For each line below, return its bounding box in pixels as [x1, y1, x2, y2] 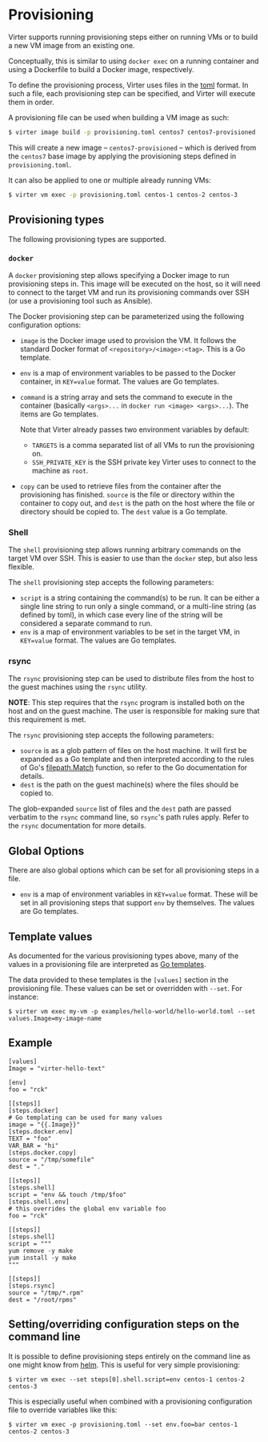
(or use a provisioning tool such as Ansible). [8, 296, 154, 305]
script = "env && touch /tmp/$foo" [8, 1190, 127, 1198]
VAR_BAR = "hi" [8, 1142, 59, 1150]
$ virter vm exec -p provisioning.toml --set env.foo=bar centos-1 [8, 1420, 238, 1428]
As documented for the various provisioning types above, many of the [8, 951, 239, 961]
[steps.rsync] [8, 1282, 56, 1290]
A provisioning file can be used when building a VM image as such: [8, 112, 230, 122]
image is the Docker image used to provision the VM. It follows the [19, 335, 237, 345]
